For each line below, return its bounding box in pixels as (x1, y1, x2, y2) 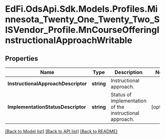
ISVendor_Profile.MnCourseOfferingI (5, 25, 160, 35)
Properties (5, 54, 38, 62)
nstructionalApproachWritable (5, 35, 133, 46)
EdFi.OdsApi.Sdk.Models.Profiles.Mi (5, 3, 158, 15)
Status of (110, 91, 132, 98)
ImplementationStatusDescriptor (7, 104, 86, 110)
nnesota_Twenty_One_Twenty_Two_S (5, 14, 160, 25)
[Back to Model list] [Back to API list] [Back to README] (5, 129, 118, 134)
